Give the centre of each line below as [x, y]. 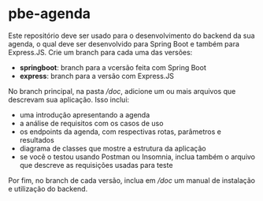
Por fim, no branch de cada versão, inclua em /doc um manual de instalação [132, 180]
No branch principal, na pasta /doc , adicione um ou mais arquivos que [122, 91]
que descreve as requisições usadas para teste [96, 165]
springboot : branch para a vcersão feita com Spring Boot [113, 67]
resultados [37, 140]
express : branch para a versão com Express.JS [97, 76]
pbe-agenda [50, 14]
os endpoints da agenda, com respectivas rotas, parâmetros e [120, 132]
